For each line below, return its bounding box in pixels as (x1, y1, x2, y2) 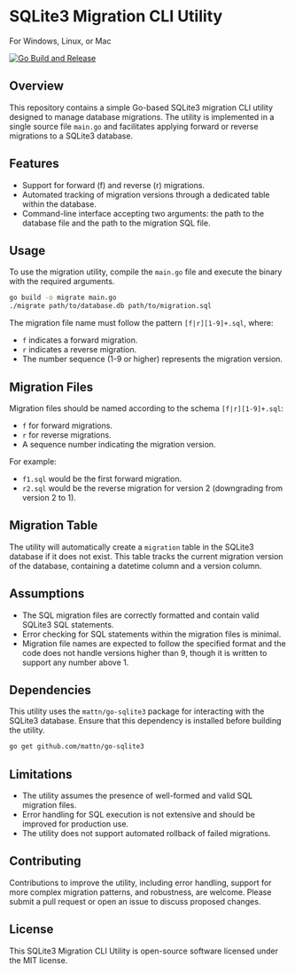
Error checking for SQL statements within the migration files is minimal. (21, 629, 282, 639)
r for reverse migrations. (21, 429, 113, 440)
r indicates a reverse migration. (21, 344, 137, 355)
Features (9, 156, 59, 171)
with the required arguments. (9, 276, 115, 287)
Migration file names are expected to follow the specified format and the (21, 637, 286, 649)
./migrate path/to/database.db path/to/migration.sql (9, 302, 213, 311)
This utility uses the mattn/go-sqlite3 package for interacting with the (9, 706, 265, 716)
